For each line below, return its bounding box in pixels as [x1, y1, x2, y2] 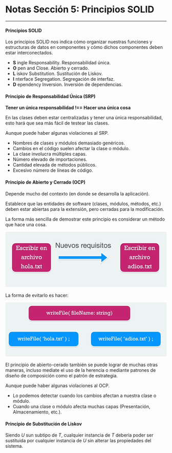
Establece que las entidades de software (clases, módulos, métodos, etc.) [5, 201, 161, 207]
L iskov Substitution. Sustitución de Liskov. [12, 70, 103, 77]
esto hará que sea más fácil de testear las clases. [5, 120, 110, 126]
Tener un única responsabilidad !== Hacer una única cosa [5, 104, 131, 111]
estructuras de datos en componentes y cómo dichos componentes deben [5, 44, 163, 50]
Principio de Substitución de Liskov [5, 421, 82, 427]
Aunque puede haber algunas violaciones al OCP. [5, 382, 110, 389]
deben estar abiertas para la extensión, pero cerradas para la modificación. [5, 206, 164, 212]
